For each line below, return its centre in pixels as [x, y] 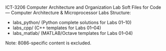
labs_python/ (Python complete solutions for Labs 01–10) [72, 22]
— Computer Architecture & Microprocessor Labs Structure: [68, 13]
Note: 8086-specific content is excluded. [48, 43]
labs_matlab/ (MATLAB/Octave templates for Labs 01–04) [73, 33]
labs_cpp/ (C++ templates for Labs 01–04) [57, 28]
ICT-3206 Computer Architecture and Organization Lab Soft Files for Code [83, 7]
